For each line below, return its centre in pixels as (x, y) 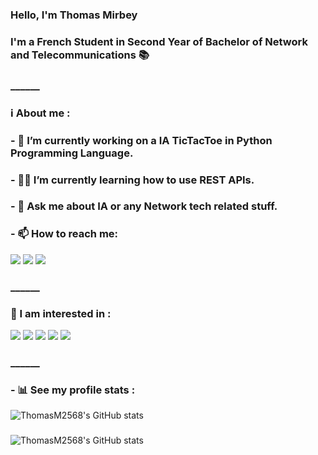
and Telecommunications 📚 (80, 55)
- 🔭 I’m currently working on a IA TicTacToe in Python (141, 140)
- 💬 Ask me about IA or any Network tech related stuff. (144, 206)
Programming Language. (72, 153)
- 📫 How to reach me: (64, 234)
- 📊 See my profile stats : (73, 390)
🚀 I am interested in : (61, 313)
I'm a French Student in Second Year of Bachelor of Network (159, 41)
